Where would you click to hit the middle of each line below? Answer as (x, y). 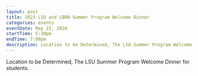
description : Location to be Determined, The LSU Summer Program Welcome (99, 45)
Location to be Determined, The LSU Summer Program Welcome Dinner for (98, 61)
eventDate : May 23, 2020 (37, 28)
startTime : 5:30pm (29, 34)
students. (18, 68)
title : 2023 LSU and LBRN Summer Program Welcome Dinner (78, 17)
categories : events (30, 23)
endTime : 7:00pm (26, 39)
